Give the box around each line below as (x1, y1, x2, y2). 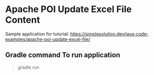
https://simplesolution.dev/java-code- (70, 31, 149, 37)
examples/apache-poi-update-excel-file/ (5, 36, 90, 42)
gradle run (17, 64, 39, 70)
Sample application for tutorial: (5, 31, 69, 37)
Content (5, 14, 40, 26)
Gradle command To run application (5, 51, 120, 59)
